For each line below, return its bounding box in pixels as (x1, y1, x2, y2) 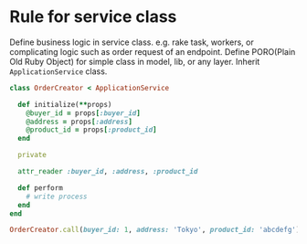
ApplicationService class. (9, 66, 108, 77)
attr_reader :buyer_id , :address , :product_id (17, 167, 198, 176)
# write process (26, 192, 89, 201)
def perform (17, 183, 64, 193)
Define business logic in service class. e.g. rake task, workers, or (9, 37, 254, 48)
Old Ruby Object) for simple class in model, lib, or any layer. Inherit (9, 56, 260, 67)
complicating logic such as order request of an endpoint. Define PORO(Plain (9, 46, 296, 57)
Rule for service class (9, 6, 177, 27)
